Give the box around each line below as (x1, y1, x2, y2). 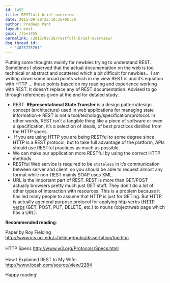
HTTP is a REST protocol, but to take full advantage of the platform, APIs (12, 139, 165, 145)
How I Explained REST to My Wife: (5, 256, 77, 262)
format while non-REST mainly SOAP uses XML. (12, 171, 114, 178)
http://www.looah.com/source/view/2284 (5, 262, 93, 268)
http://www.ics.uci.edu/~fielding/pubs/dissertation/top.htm (5, 234, 129, 240)
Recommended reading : (5, 219, 58, 225)
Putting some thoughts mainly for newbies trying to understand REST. (5, 59, 152, 65)
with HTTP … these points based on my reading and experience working (5, 81, 157, 87)
